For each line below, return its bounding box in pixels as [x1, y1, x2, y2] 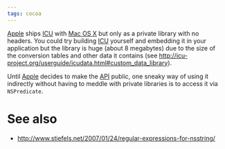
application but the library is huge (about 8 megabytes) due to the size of [7, 44, 216, 52]
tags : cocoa [7, 10, 42, 17]
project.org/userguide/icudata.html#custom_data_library [7, 58, 168, 67]
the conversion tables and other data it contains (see [7, 51, 158, 60]
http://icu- [159, 51, 188, 60]
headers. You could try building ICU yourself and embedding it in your [7, 36, 206, 45]
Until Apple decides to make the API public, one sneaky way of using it [7, 72, 209, 80]
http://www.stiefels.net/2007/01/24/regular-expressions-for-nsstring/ [17, 134, 216, 142]
